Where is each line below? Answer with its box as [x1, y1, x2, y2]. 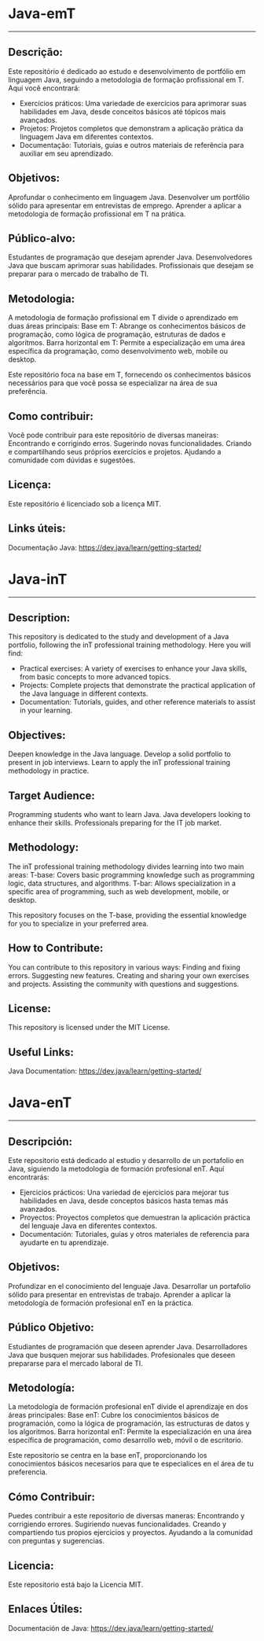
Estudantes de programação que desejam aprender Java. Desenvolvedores [8, 252, 253, 262]
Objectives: [8, 728, 66, 741]
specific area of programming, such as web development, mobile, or [8, 886, 229, 896]
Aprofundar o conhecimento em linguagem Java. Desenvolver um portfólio [8, 192, 250, 201]
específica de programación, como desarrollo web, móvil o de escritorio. [8, 1436, 244, 1445]
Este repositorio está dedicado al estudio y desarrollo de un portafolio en [8, 1156, 244, 1165]
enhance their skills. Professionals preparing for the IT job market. [8, 819, 222, 827]
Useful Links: [8, 1045, 75, 1058]
